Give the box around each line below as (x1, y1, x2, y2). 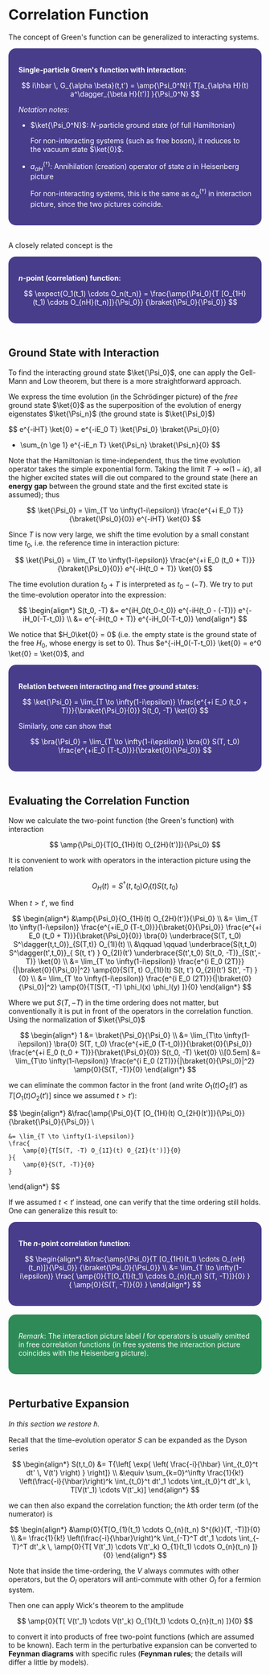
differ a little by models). (8, 1657, 89, 1667)
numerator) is (8, 1508, 54, 1518)
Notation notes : (18, 105, 70, 114)
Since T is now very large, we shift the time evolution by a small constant (8, 529, 249, 539)
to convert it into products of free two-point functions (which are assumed (8, 1632, 255, 1641)
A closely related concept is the (8, 240, 113, 250)
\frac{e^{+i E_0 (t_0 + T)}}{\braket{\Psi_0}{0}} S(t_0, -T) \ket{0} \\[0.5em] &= (9, 1047, 261, 1057)
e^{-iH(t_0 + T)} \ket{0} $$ (125, 564, 213, 574)
